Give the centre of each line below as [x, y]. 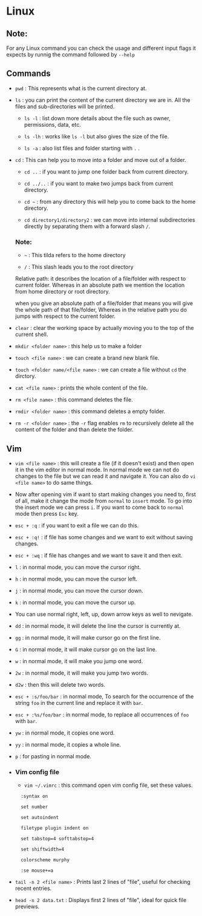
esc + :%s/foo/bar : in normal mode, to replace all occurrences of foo [102, 715]
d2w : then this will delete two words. [60, 684]
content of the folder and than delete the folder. [74, 429]
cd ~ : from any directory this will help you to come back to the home [110, 201]
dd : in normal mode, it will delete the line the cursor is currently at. [98, 625]
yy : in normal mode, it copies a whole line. [68, 744]
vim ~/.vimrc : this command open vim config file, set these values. [108, 785]
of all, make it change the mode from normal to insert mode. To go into [103, 500]
